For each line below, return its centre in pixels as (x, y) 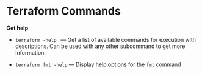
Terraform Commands (63, 11)
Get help (17, 28)
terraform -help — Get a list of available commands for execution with (106, 39)
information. (30, 52)
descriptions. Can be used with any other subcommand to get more (100, 46)
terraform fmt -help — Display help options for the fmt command (98, 64)
